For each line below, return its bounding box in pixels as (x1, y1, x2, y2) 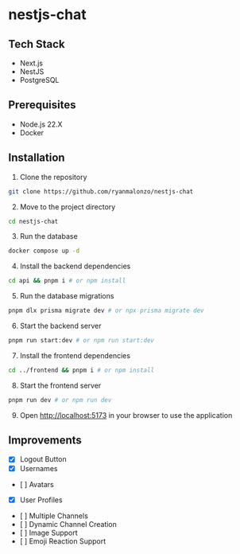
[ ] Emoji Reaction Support (19, 536, 106, 546)
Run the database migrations (19, 291, 114, 301)
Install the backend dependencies (19, 261, 131, 271)
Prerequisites (8, 98, 76, 112)
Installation (8, 151, 65, 165)
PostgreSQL (19, 76, 60, 84)
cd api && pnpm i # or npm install (8, 277, 126, 285)
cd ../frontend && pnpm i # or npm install (8, 366, 155, 374)
